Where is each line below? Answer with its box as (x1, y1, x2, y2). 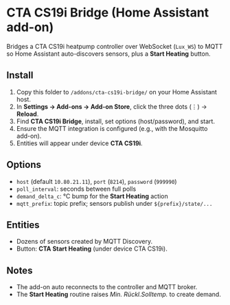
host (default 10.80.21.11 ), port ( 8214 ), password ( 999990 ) (16, 177, 177, 185)
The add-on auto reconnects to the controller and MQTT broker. (16, 283, 198, 291)
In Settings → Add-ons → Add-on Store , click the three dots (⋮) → (16, 102, 207, 111)
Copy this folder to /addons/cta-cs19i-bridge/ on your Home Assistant (16, 87, 218, 96)
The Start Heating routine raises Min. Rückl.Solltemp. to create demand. (16, 291, 221, 299)
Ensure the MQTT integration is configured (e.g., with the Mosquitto (16, 124, 208, 132)
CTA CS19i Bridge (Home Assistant (6, 5, 209, 21)
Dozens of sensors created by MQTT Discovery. (16, 238, 152, 246)
